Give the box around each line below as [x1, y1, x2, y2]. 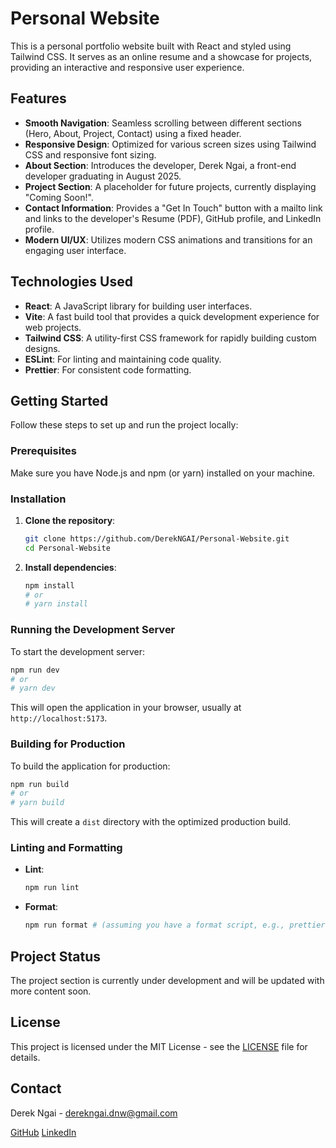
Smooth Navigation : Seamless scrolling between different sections [24, 117, 302, 129]
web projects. [24, 321, 82, 333]
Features [10, 90, 67, 107]
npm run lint [24, 883, 80, 893]
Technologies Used [10, 273, 133, 291]
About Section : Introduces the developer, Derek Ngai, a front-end [24, 159, 297, 171]
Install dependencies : [24, 561, 117, 573]
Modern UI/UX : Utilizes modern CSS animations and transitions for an [24, 233, 313, 246]
